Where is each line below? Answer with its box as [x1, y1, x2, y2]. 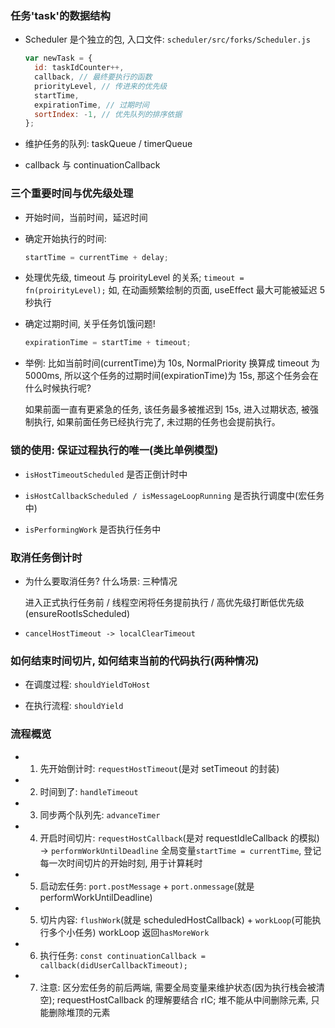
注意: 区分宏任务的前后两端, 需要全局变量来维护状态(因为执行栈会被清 [39, 981, 325, 993]
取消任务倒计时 [10, 550, 83, 564]
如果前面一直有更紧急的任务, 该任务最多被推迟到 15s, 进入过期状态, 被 [24, 403, 311, 416]
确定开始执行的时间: [24, 232, 107, 244]
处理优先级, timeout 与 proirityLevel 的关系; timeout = [24, 272, 245, 284]
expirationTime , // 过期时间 [34, 100, 150, 110]
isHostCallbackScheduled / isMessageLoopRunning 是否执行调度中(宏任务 [24, 489, 325, 501]
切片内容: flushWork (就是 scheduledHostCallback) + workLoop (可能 [39, 913, 313, 926]
